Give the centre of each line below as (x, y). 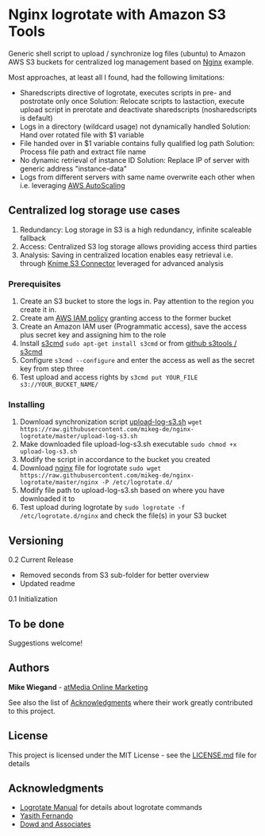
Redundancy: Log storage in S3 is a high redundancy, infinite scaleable (136, 229)
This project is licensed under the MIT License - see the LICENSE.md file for (132, 755)
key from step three (52, 369)
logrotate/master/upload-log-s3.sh (79, 437)
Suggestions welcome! (46, 643)
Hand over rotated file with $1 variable (82, 135)
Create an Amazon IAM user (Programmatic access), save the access (133, 326)
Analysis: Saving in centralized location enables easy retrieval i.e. (127, 255)
